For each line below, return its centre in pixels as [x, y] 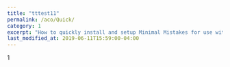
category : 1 [24, 26]
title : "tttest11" [33, 13]
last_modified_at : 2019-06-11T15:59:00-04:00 [73, 39]
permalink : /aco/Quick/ [41, 20]
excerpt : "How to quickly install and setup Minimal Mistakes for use [110, 32]
